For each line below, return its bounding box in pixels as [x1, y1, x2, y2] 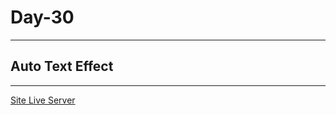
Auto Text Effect [10, 58, 114, 75]
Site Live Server [10, 94, 76, 106]
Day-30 [10, 6, 75, 29]
